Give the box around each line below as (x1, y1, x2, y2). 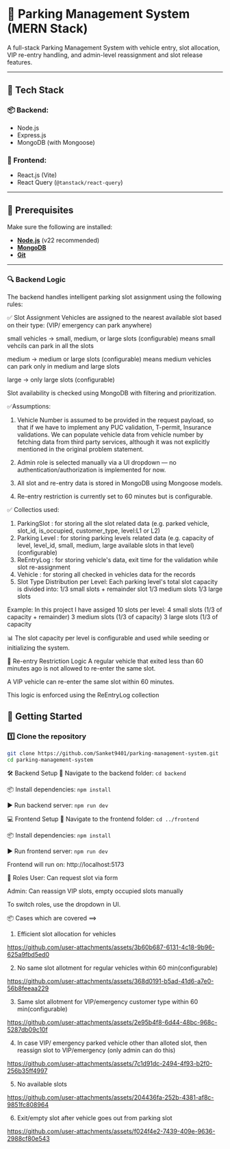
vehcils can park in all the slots (7, 342, 94, 350)
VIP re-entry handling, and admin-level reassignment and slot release (7, 51, 203, 59)
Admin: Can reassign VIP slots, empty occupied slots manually (7, 887, 183, 895)
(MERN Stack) (7, 21, 88, 36)
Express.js (16, 130, 47, 139)
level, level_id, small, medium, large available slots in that (16, 542, 178, 550)
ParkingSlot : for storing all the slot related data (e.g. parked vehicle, (16, 520, 209, 528)
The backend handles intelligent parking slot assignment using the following (7, 293, 222, 301)
